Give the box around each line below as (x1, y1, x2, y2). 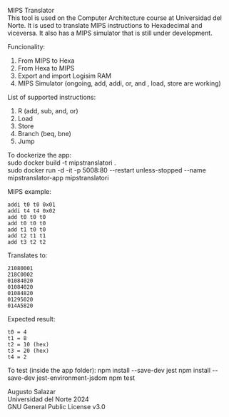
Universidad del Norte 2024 (7, 395, 89, 403)
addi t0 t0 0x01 (7, 201, 56, 208)
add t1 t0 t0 (7, 226, 46, 233)
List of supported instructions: (7, 93, 96, 101)
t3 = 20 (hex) (7, 347, 50, 354)
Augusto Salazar (7, 388, 56, 396)
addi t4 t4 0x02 (7, 207, 56, 215)
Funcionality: (7, 43, 45, 51)
